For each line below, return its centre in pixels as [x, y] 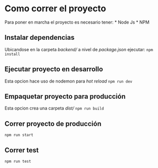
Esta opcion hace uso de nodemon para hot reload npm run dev [68, 81]
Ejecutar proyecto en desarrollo [54, 69]
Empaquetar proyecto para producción [65, 96]
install [13, 54]
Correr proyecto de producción [53, 124]
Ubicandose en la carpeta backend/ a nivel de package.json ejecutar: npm [79, 49]
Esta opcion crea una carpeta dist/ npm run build [54, 108]
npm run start [19, 135]
